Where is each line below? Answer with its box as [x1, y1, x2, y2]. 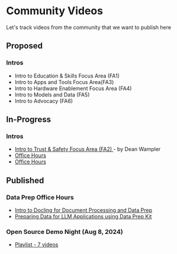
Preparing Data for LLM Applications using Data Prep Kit [14, 213, 152, 220]
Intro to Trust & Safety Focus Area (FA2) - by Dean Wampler [14, 146, 161, 153]
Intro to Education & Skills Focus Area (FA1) [14, 72, 120, 79]
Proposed [6, 41, 43, 51]
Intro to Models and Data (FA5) [14, 91, 90, 98]
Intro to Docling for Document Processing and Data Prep [14, 207, 153, 214]
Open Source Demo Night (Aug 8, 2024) [6, 227, 123, 236]
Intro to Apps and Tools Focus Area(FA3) [14, 78, 114, 85]
